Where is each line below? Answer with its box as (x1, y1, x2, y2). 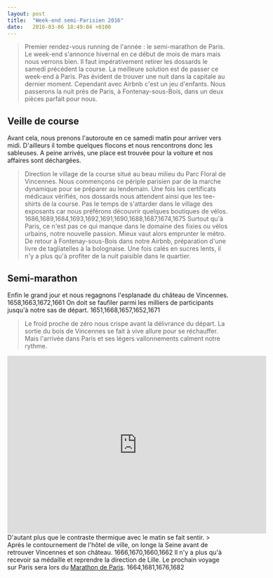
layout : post (7, 10, 46, 18)
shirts (24, 199, 41, 208)
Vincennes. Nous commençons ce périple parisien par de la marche (24, 177, 221, 186)
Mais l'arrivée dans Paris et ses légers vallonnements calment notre (24, 334, 221, 343)
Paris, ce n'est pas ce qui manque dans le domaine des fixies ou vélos (24, 222, 228, 230)
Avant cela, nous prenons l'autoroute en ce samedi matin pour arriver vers (7, 134, 222, 143)
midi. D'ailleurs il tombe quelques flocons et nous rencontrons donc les (7, 141, 213, 150)
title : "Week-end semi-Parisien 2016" (7, 17, 124, 24)
